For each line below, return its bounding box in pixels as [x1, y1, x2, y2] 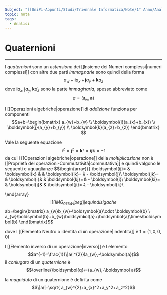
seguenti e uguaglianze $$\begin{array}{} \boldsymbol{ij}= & [5, 166, 130, 172]
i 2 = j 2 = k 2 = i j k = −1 [61, 147, 106, 153]
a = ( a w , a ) [72, 95, 95, 102]
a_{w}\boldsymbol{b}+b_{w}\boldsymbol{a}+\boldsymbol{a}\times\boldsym [5, 214, 161, 220]
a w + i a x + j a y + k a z [64, 77, 103, 84]
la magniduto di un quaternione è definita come [5, 277, 102, 283]
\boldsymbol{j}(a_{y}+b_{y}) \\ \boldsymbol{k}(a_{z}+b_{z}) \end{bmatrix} [7, 124, 160, 130]
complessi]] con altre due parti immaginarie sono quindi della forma [5, 69, 144, 75]
